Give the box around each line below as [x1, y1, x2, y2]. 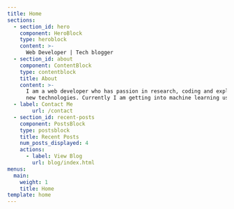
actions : [19, 146, 45, 153]
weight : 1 [19, 178, 49, 185]
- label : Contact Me [13, 101, 73, 108]
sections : [7, 17, 36, 24]
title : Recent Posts [19, 133, 79, 140]
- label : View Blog [25, 153, 82, 160]
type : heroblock [19, 36, 68, 43]
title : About [19, 75, 58, 82]
